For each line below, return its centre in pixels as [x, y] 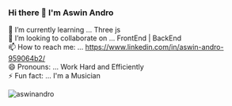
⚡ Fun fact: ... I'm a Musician [54, 76]
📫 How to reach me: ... [46, 47]
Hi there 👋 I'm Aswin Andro [61, 13]
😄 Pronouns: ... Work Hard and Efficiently [76, 67]
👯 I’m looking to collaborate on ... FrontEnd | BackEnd [95, 38]
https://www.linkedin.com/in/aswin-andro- [154, 47]
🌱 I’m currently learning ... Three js [65, 30]
